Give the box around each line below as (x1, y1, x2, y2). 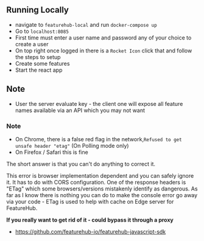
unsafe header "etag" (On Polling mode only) (15, 142, 129, 149)
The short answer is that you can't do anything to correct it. (6, 160, 156, 167)
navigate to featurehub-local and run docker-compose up (15, 21, 157, 28)
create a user (15, 40, 49, 47)
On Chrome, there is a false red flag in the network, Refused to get (15, 135, 182, 142)
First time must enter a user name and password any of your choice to (15, 33, 192, 41)
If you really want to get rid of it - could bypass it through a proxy (6, 216, 174, 223)
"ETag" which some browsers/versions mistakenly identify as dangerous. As (6, 185, 198, 192)
